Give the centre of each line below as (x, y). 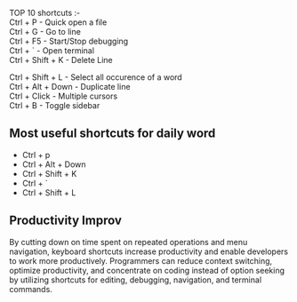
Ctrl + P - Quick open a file (58, 22)
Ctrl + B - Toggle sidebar (55, 105)
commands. (31, 289)
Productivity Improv (66, 221)
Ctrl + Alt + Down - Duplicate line (70, 87)
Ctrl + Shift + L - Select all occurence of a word (96, 77)
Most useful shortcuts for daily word (112, 134)
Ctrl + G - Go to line (45, 32)
